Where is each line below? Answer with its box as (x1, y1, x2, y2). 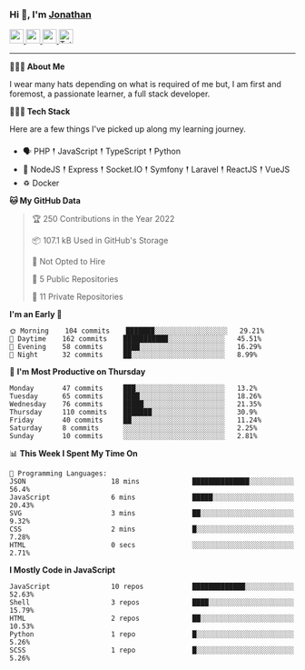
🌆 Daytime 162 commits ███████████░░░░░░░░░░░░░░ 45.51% (9, 335, 261, 344)
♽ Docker (22, 177, 60, 189)
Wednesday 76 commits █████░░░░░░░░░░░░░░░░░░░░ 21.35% (9, 400, 261, 409)
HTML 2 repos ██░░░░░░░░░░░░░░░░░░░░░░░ (9, 614, 295, 624)
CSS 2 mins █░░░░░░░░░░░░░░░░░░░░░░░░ (9, 525, 295, 535)
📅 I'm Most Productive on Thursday (9, 366, 146, 377)
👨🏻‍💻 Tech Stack (9, 106, 71, 117)
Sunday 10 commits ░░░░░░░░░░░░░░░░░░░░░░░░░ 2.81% (9, 432, 258, 441)
